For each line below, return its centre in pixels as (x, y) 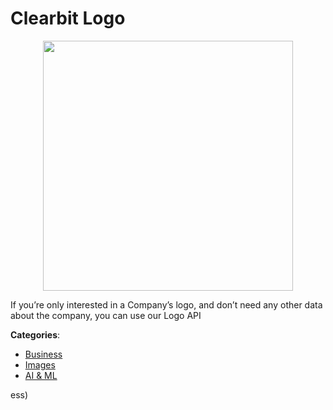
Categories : (35, 334)
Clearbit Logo (68, 18)
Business (43, 354)
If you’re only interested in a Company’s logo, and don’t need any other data (166, 304)
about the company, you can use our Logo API (106, 315)
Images (40, 364)
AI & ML (41, 375)
